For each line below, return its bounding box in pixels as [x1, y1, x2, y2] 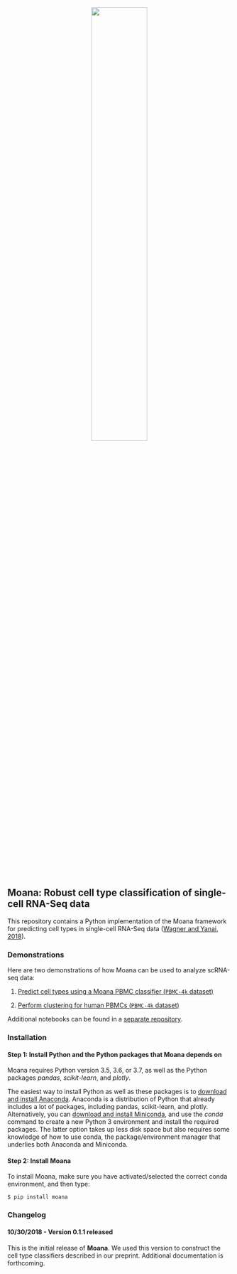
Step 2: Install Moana [7, 1156, 71, 1165]
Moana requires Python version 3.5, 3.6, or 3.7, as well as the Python [7, 1066, 208, 1075]
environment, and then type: [7, 1180, 90, 1189]
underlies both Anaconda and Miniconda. [7, 1140, 128, 1149]
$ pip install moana [7, 1194, 69, 1201]
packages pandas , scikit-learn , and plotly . [7, 1073, 131, 1082]
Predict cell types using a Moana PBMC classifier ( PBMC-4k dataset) [17, 987, 214, 996]
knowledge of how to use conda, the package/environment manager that [7, 1132, 221, 1141]
